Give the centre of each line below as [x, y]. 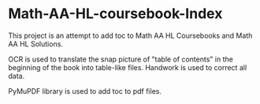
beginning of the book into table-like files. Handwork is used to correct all [128, 67]
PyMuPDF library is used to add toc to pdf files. [85, 91]
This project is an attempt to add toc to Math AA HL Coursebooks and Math [130, 35]
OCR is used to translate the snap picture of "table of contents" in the [121, 59]
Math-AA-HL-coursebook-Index [115, 14]
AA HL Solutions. [35, 43]
